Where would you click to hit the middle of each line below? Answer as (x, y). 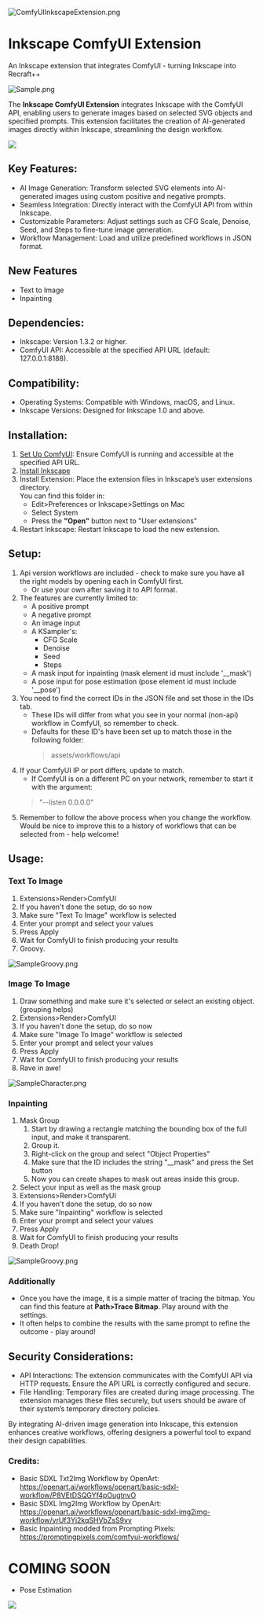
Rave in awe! (40, 1068)
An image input (56, 623)
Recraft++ (24, 74)
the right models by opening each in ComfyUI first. (101, 581)
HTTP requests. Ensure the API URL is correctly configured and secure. (135, 1384)
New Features (43, 271)
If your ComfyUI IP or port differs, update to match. (102, 770)
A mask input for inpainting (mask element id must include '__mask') (141, 673)
